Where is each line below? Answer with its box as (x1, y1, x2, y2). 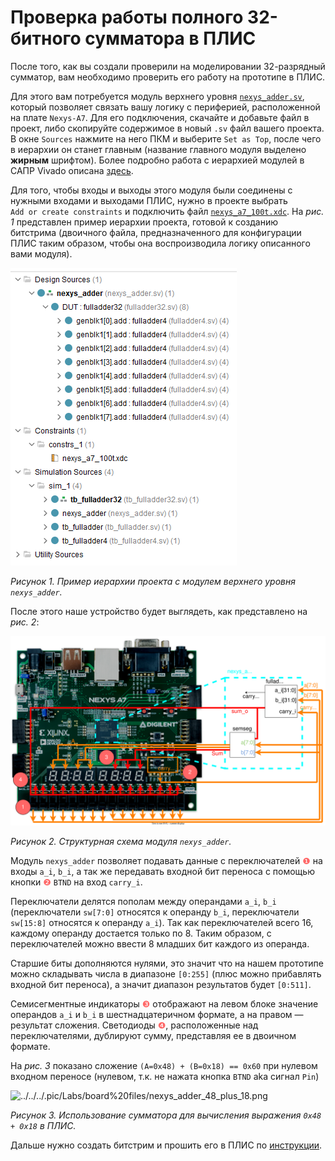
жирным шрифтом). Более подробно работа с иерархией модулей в (10, 154, 305, 166)
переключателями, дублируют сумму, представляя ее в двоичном (10, 1030, 297, 1042)
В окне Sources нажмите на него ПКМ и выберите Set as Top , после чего (10, 132, 322, 145)
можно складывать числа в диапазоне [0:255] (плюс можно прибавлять (10, 968, 322, 980)
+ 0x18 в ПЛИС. (10, 1120, 77, 1132)
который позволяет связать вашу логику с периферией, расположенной (10, 101, 321, 113)
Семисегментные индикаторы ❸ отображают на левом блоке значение (10, 998, 319, 1010)
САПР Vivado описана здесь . (10, 164, 134, 176)
